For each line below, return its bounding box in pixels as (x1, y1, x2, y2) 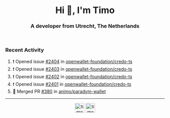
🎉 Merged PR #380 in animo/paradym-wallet (12, 88, 106, 94)
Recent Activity (5, 46, 45, 53)
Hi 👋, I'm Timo (55, 5, 115, 16)
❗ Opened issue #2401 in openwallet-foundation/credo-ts (12, 81, 132, 87)
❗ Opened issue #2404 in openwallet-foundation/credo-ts (12, 58, 133, 65)
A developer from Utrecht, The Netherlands (30, 23, 140, 30)
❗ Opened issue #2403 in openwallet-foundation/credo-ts (12, 66, 133, 72)
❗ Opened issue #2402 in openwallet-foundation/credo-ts (12, 73, 133, 80)
